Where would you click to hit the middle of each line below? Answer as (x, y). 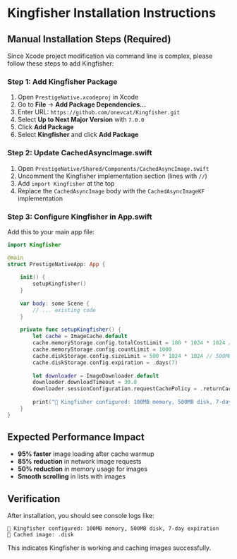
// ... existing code (65, 310)
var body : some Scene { (55, 303)
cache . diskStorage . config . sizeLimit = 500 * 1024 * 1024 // (123, 356)
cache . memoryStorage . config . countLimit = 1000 (102, 350)
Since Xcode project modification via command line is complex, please (110, 56)
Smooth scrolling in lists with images (71, 476)
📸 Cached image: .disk (41, 535)
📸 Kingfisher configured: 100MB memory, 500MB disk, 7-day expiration (113, 529)
